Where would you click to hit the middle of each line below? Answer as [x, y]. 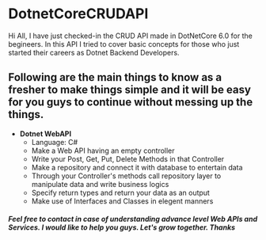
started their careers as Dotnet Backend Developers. [94, 52]
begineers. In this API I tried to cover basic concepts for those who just [124, 44]
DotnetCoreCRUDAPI [78, 14]
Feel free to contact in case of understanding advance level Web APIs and [133, 219]
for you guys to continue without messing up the [131, 103]
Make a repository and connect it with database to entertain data [137, 167]
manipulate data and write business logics [100, 184]
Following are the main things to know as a [115, 77]
